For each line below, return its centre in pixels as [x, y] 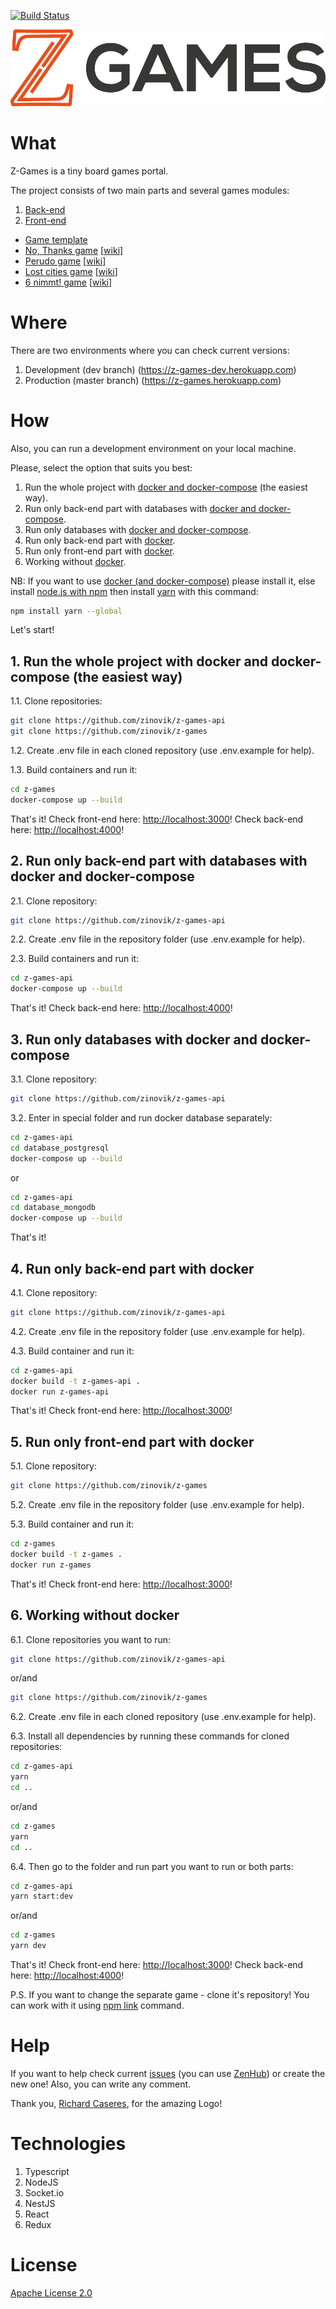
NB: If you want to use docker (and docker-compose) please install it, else [163, 581]
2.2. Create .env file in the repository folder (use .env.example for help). [158, 939]
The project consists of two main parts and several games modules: [150, 190]
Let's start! [32, 630]
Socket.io [44, 2192]
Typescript [47, 2171]
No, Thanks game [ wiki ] [74, 250]
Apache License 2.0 [51, 2292]
